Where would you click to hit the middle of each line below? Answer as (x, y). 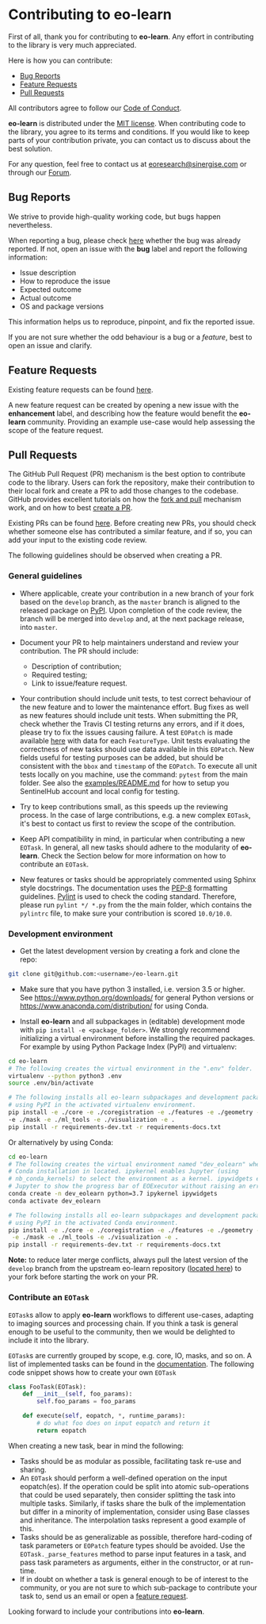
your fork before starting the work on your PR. (83, 1277)
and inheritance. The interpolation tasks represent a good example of (133, 1520)
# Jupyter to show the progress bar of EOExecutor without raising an (127, 1186)
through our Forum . (40, 172)
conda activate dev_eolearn (55, 1201)
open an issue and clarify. (50, 345)
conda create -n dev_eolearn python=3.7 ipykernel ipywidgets (113, 1194)
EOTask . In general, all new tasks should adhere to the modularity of (129, 847)
